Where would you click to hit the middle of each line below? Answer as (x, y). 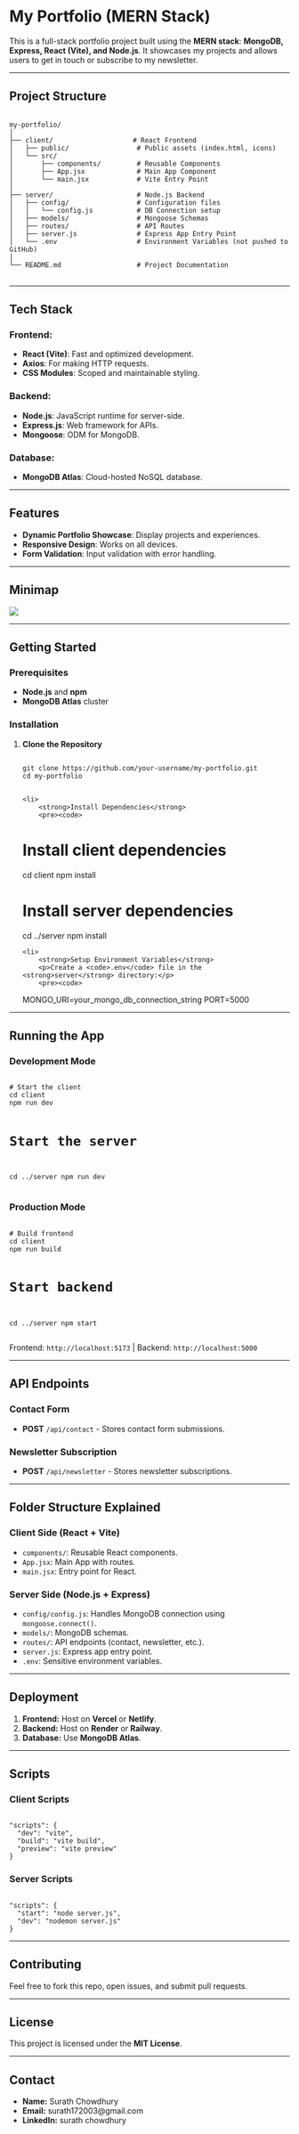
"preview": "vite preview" (67, 1849)
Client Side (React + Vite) (65, 1533)
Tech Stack (41, 310)
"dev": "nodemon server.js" (69, 1921)
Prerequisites (39, 672)
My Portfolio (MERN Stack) (110, 16)
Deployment (44, 1697)
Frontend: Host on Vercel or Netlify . (89, 1719)
